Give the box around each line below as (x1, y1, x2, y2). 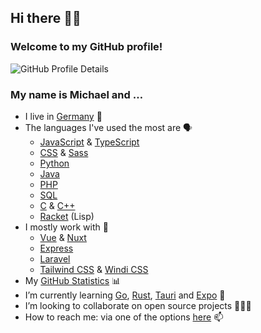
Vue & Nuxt (39, 231, 87, 243)
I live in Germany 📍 (24, 110, 103, 122)
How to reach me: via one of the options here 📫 (24, 311, 224, 323)
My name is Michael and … (10, 87, 144, 101)
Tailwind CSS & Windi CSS (39, 263, 149, 275)
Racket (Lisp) (39, 210, 95, 222)
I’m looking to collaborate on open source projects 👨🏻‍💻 (24, 299, 252, 311)
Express (39, 242, 74, 254)
